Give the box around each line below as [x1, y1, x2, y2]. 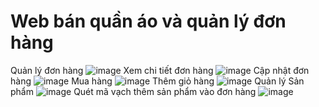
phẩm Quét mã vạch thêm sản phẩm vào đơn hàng [10, 85, 257, 97]
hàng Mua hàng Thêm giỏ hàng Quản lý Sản [10, 75, 305, 87]
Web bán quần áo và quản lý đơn [10, 10, 287, 33]
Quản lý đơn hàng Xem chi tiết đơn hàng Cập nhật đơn [10, 64, 310, 76]
